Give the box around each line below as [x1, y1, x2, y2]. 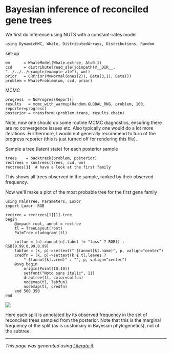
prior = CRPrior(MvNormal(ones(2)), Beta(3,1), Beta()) [5, 73, 132, 79]
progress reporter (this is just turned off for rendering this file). [5, 136, 137, 142]
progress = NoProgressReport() [5, 97, 74, 102]
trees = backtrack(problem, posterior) [5, 155, 97, 161]
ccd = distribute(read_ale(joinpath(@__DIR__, [5, 65, 116, 70]
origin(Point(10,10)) [24, 266, 70, 271]
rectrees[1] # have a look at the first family [5, 164, 111, 170]
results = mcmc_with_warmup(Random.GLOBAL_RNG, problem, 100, [5, 101, 145, 107]
